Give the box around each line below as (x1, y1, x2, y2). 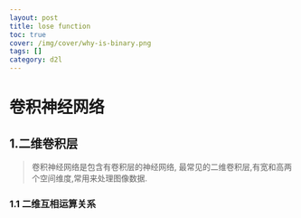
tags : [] (9, 47, 42, 56)
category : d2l (9, 55, 63, 64)
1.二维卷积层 (9, 136, 79, 151)
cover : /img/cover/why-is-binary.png (9, 38, 152, 48)
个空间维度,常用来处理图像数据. (31, 173, 147, 184)
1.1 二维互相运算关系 (9, 197, 97, 210)
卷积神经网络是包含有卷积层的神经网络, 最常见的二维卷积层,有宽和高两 (31, 162, 292, 172)
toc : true (9, 30, 47, 39)
